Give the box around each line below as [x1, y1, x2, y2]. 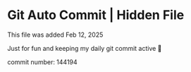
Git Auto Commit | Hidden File [7, 7, 185, 23]
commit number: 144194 [7, 57, 78, 66]
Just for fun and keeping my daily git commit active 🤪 [7, 44, 162, 52]
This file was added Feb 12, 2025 [7, 30, 104, 39]
